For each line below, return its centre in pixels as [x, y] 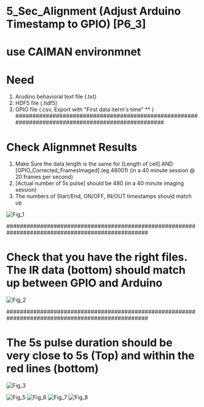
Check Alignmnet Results [72, 147]
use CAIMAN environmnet [74, 52]
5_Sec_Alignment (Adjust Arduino [94, 11]
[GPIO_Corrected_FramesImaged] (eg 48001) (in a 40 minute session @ [105, 170]
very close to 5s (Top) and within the [100, 356]
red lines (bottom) [53, 369]
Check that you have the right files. [97, 257]
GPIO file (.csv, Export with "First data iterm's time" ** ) [84, 110]
